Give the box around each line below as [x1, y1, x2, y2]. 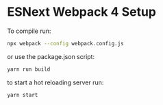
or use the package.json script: [7, 52, 95, 60]
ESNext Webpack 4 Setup [7, 4, 156, 20]
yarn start [7, 91, 38, 98]
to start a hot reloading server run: [7, 78, 104, 86]
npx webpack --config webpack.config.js [7, 40, 125, 47]
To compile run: [7, 27, 51, 35]
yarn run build [7, 66, 51, 73]
